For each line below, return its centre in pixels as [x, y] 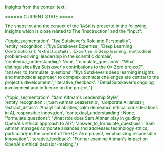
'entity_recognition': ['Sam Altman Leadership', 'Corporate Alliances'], [76, 102]
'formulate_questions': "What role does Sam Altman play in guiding [73, 118]
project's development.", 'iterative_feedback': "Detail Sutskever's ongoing [80, 82]
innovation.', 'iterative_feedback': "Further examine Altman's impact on [77, 139]
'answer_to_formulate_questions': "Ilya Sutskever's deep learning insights [80, 72]
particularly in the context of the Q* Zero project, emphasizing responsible [81, 134]
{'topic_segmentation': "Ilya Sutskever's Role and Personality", [68, 41]
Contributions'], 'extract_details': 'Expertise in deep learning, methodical [78, 51]
